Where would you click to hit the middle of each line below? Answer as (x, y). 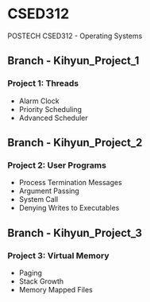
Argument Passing (49, 191)
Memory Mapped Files (56, 290)
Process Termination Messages (70, 183)
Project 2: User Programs (57, 165)
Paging (31, 273)
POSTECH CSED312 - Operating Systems (75, 36)
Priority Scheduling (50, 109)
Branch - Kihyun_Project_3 (75, 232)
